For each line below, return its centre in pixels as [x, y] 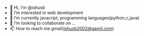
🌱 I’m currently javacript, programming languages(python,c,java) [74, 18]
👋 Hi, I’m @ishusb [27, 8]
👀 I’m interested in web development [46, 13]
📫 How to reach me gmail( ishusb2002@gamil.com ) [62, 28]
